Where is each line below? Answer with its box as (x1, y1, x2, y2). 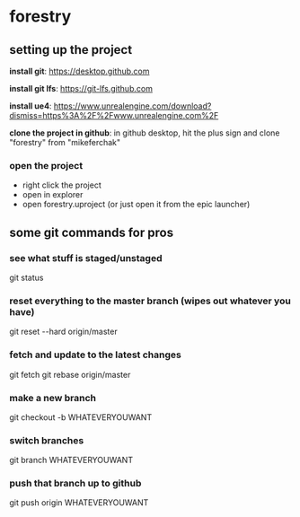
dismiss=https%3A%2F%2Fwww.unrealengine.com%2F (9, 110, 219, 120)
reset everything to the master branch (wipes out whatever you (9, 294, 292, 307)
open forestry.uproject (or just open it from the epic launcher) (22, 199, 251, 210)
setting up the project (9, 42, 133, 57)
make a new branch (9, 391, 97, 404)
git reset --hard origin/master (9, 326, 119, 337)
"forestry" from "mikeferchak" (9, 137, 121, 147)
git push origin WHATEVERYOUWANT (9, 497, 149, 508)
